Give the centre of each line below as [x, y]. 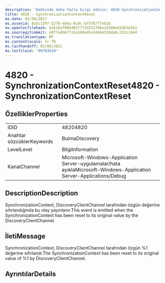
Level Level [20, 149]
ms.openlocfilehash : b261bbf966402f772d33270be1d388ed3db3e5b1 [71, 28]
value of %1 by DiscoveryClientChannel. [46, 258]
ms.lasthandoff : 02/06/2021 [34, 46]
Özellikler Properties [36, 114]
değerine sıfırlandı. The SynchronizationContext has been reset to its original [82, 253]
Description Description [42, 193]
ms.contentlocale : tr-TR [30, 42]
